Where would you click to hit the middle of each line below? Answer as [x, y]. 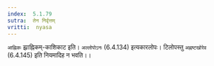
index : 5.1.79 [30, 14]
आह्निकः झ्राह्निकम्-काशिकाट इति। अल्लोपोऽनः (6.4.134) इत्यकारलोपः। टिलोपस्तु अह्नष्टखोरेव [107, 48]
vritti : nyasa [30, 27]
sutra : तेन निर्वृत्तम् [31, 21]
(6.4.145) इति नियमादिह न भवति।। [50, 55]
